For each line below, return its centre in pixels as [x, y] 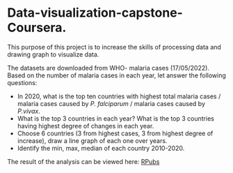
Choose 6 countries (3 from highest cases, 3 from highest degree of [115, 133]
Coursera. [37, 28]
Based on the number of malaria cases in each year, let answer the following [116, 75]
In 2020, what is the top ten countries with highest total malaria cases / [119, 96]
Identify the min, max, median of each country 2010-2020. [101, 148]
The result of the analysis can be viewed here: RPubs [83, 161]
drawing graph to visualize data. [53, 54]
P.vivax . [29, 111]
